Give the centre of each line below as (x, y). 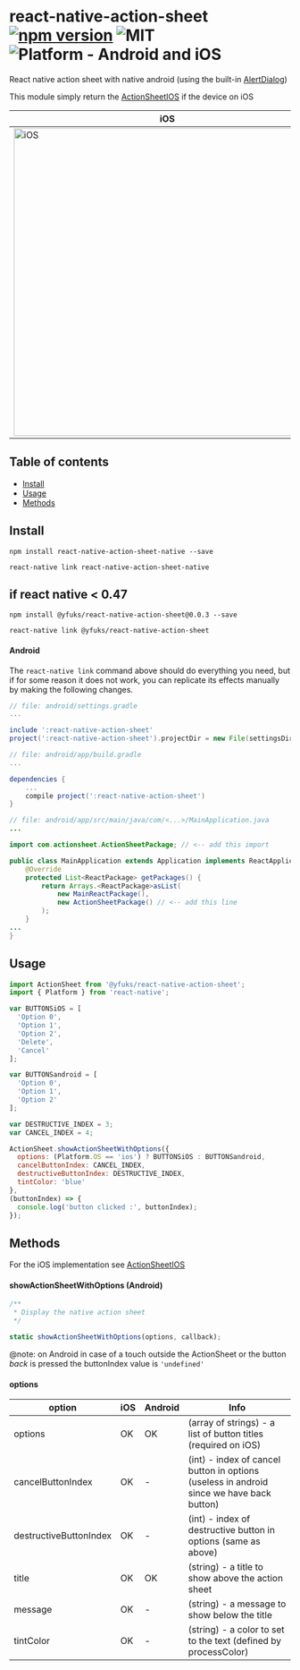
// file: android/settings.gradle (74, 706)
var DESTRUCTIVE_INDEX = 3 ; (62, 1124)
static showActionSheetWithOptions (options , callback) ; (115, 1337)
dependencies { (37, 779)
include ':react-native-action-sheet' (81, 730)
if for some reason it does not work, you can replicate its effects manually (144, 680)
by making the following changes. (71, 689)
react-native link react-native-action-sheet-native (109, 567)
